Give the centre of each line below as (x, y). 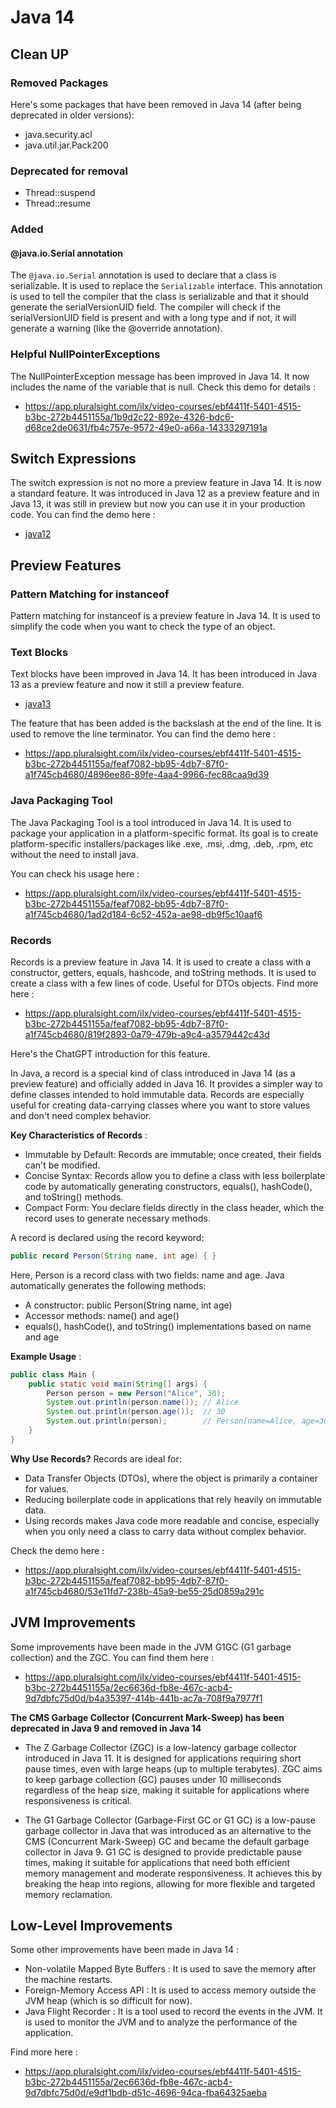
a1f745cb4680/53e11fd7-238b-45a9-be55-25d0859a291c (144, 1591)
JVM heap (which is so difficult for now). (108, 2001)
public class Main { (53, 1374)
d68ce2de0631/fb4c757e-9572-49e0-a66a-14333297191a (146, 427)
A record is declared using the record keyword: (107, 1237)
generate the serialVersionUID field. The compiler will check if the (146, 307)
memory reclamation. (68, 1894)
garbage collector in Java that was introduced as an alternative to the (168, 1830)
